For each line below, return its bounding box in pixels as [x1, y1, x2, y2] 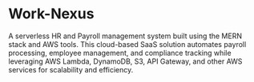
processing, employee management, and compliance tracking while [8, 48, 232, 57]
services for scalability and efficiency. [8, 64, 134, 74]
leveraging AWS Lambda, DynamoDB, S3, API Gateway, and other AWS [8, 57, 243, 66]
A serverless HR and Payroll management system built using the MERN [8, 31, 243, 41]
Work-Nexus [8, 5, 95, 23]
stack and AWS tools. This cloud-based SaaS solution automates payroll [8, 39, 247, 49]
